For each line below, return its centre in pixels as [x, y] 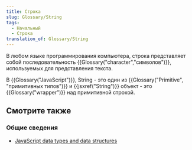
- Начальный [26, 28]
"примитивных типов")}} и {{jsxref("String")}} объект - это [79, 86]
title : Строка [24, 12]
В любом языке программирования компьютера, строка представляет [96, 56]
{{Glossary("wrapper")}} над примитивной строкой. [71, 92]
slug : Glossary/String [34, 17]
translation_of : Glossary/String [47, 39]
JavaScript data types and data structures [66, 141]
